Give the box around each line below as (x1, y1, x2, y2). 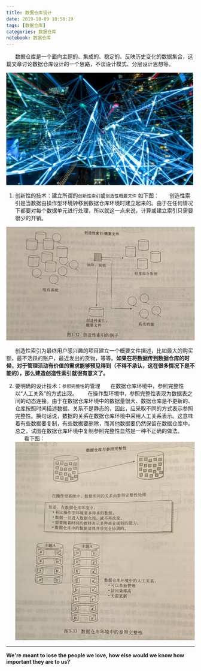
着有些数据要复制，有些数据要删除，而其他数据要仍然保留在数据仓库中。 (14, 420, 193, 427)
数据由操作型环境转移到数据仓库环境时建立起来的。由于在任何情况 (31, 200, 193, 207)
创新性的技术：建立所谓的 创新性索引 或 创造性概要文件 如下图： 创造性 (14, 192, 185, 199)
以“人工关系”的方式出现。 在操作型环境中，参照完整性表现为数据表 (14, 390, 187, 397)
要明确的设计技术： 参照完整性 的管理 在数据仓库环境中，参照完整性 (14, 383, 184, 390)
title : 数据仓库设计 (6, 10, 52, 16)
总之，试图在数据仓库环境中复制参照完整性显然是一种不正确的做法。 (14, 428, 183, 435)
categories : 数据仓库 (6, 29, 57, 35)
